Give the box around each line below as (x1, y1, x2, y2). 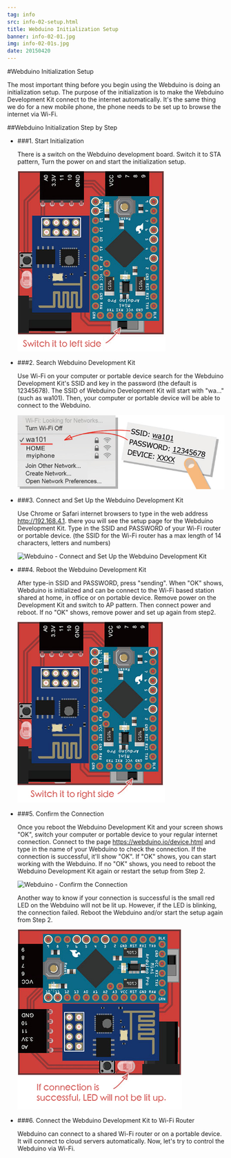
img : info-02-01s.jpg (7, 40, 70, 48)
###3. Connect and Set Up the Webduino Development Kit (17, 495, 184, 504)
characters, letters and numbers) (17, 538, 111, 547)
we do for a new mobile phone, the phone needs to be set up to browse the (7, 103, 221, 110)
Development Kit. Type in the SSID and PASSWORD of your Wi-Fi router (17, 524, 221, 532)
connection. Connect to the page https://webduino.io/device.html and (17, 837, 216, 845)
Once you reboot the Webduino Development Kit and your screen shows (17, 823, 223, 831)
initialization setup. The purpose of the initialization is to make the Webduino (7, 88, 224, 96)
